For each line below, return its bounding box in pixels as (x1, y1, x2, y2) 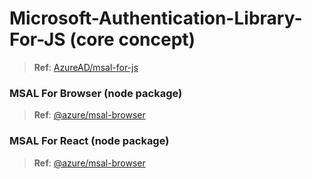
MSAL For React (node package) (9, 134, 170, 148)
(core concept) (69, 28, 196, 51)
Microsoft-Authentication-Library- (9, 7, 303, 30)
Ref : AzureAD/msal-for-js (33, 61, 139, 73)
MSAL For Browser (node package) (9, 86, 183, 100)
